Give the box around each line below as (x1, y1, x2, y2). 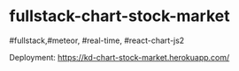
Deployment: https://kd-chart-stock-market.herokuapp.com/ (9, 52, 230, 62)
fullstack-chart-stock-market (9, 6, 230, 26)
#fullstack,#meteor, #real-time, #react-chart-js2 (9, 35, 185, 46)
